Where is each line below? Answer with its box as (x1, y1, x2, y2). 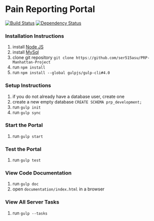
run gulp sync (12, 109, 41, 115)
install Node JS (12, 44, 44, 50)
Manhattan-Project (12, 60, 51, 65)
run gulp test (12, 157, 41, 163)
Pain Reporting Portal (5, 3, 96, 15)
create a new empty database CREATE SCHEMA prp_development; (12, 98, 142, 104)
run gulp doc (12, 181, 39, 187)
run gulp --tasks (12, 210, 48, 216)
